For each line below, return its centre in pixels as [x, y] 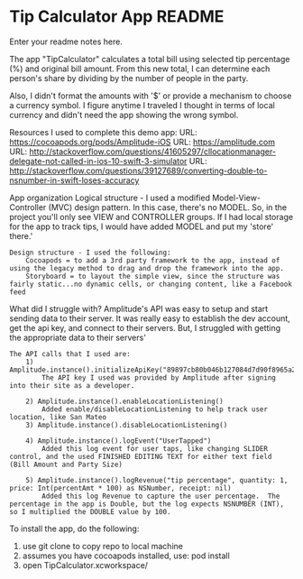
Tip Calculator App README [117, 17]
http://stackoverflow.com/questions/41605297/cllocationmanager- [153, 152]
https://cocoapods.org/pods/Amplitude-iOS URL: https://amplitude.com [142, 142]
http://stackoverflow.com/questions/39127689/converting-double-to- [138, 170]
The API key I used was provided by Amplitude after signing [159, 377]
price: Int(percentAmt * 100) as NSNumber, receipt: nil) [120, 488]
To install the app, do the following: [74, 528]
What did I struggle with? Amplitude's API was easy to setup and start [139, 308]
